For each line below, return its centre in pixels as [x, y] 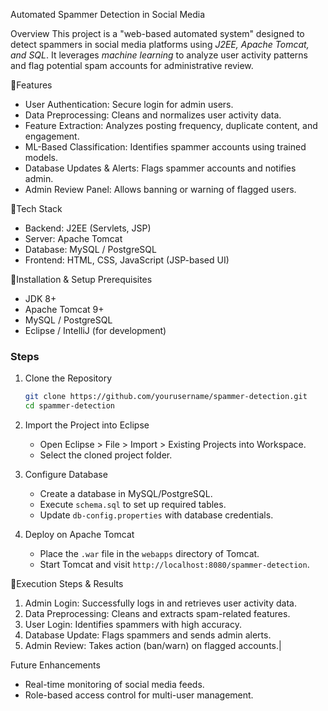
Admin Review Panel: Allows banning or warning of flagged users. [160, 189]
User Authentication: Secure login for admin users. [129, 104]
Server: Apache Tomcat [73, 238]
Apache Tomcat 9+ [64, 309]
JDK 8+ [40, 298]
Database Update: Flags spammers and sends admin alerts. [148, 635]
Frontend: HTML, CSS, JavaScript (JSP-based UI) [127, 260]
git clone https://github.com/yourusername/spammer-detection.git [166, 397]
